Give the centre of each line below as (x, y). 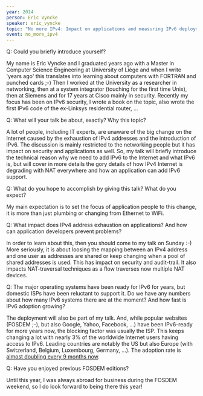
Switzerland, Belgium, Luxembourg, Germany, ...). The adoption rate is (94, 350)
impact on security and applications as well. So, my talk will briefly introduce (101, 151)
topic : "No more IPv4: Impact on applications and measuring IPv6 (92, 29)
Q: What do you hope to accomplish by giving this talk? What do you (91, 189)
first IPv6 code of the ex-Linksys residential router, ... (72, 108)
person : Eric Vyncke (32, 18)
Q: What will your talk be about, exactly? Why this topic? (76, 120)
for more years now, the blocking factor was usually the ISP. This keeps (95, 331)
